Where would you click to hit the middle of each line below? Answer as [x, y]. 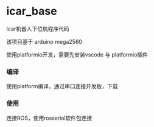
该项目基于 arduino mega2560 [44, 41]
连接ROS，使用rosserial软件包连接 [49, 118]
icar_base [32, 11]
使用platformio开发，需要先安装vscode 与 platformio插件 [77, 54]
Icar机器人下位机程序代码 [38, 29]
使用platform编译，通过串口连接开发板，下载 [62, 86]
